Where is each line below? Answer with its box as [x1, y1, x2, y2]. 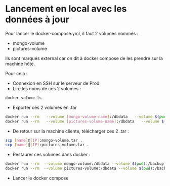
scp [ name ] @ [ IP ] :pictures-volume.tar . [5, 142, 90, 148]
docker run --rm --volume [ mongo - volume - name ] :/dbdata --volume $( [5, 114, 159, 119]
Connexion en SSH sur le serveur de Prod [12, 80, 100, 86]
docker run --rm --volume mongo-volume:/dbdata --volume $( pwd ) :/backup [5, 161, 164, 166]
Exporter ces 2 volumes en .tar [12, 104, 77, 110]
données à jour [5, 14, 69, 25]
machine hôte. [5, 60, 35, 67]
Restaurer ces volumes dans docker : [12, 152, 91, 158]
